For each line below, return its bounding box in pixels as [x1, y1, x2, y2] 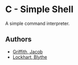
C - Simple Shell [5, 4, 73, 15]
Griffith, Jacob [12, 48, 43, 54]
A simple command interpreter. [5, 20, 70, 26]
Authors [5, 35, 32, 44]
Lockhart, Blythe [12, 54, 47, 60]
